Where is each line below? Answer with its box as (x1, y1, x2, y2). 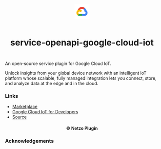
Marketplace (12, 104, 38, 109)
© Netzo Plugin (66, 125, 98, 131)
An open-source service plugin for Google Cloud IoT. (5, 61, 111, 66)
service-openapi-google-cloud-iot (10, 37, 154, 48)
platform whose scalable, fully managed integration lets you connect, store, (5, 75, 157, 81)
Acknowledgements (5, 137, 54, 144)
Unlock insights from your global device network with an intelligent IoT (5, 70, 147, 76)
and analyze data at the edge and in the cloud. (5, 80, 99, 86)
